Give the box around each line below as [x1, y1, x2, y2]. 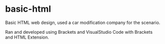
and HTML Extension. [5, 34, 50, 40]
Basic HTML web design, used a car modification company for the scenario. [5, 20, 161, 25]
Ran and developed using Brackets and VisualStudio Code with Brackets [5, 29, 153, 35]
